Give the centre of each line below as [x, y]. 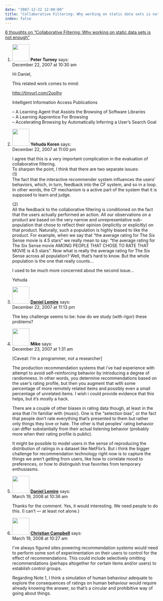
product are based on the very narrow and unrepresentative [72, 220]
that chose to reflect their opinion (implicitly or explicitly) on [94, 225]
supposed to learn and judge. [41, 195]
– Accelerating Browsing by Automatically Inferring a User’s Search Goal [84, 122]
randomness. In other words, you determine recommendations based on [84, 378]
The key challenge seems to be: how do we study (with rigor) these [79, 317]
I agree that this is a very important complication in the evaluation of [80, 159]
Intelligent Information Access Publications [55, 102]
